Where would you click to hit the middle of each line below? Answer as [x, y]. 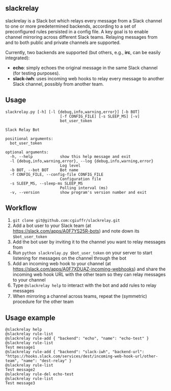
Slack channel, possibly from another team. [58, 84]
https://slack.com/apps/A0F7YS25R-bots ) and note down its [76, 231]
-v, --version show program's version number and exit [78, 192]
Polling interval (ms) [84, 188]
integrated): [18, 58]
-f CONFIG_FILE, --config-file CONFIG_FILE [56, 174]
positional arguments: [29, 139]
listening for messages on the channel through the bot [69, 258]
